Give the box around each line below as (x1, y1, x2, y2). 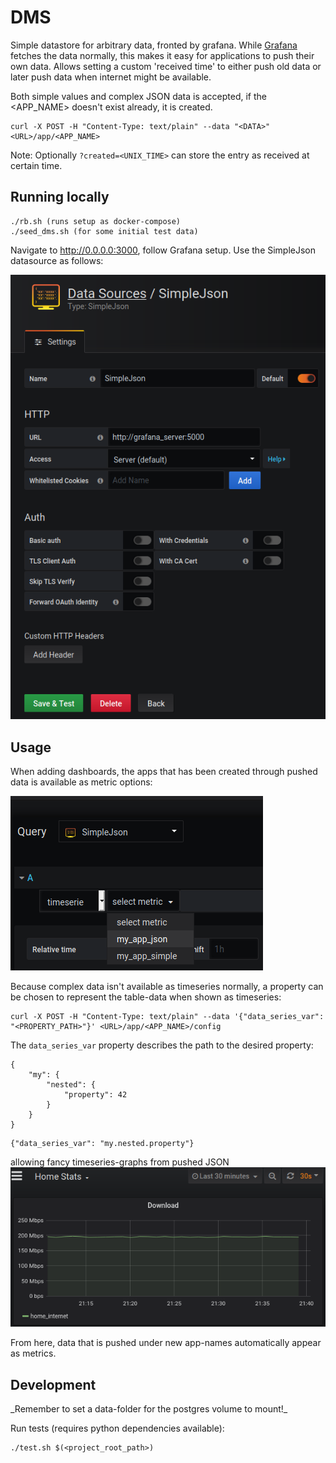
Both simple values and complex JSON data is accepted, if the (10, 90, 267, 102)
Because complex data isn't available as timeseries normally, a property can (10, 981, 324, 993)
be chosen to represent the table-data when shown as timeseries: (10, 991, 282, 1003)
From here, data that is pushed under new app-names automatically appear (10, 1337, 322, 1349)
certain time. (10, 159, 63, 171)
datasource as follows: (10, 254, 104, 266)
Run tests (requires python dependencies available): (10, 1422, 225, 1435)
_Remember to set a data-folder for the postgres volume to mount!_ (10, 1403, 288, 1415)
